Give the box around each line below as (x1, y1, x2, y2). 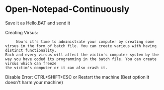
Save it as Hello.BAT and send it (5, 20, 71, 26)
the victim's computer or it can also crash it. (5, 65, 108, 70)
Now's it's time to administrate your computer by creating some (16, 39, 155, 44)
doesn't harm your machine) (5, 79, 63, 85)
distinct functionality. (5, 48, 57, 53)
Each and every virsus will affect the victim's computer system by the (5, 52, 159, 57)
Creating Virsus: (5, 29, 38, 35)
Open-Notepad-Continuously (5, 3, 130, 15)
